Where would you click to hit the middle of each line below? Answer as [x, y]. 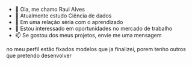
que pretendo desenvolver [39, 55]
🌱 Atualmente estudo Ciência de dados [63, 16]
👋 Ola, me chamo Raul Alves [50, 9]
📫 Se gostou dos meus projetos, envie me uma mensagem [88, 35]
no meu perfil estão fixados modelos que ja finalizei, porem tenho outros [96, 49]
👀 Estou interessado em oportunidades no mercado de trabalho [94, 28]
